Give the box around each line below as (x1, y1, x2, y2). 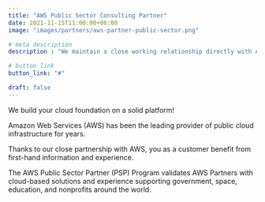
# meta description (8, 40, 73, 48)
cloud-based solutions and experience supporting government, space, (8, 176, 238, 185)
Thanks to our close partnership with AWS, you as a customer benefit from (8, 144, 252, 154)
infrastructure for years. (8, 129, 86, 138)
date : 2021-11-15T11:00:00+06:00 (8, 19, 118, 27)
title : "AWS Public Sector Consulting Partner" (8, 11, 168, 20)
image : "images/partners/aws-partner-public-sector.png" (8, 26, 200, 34)
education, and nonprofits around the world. (8, 185, 151, 194)
